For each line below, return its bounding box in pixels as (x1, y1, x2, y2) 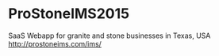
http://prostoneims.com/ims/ (8, 39, 102, 48)
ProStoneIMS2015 (8, 5, 129, 23)
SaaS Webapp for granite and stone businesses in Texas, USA (8, 31, 211, 40)
